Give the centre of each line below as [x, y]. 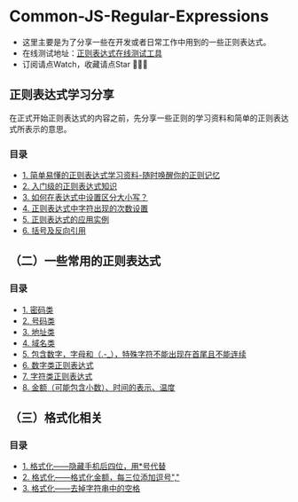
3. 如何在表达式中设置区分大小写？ [85, 198]
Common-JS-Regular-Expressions [139, 16]
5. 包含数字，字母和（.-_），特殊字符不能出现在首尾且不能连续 [134, 354]
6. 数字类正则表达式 [58, 365]
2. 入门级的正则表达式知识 [70, 186]
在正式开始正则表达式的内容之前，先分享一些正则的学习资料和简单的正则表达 [149, 118]
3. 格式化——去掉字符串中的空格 [81, 489]
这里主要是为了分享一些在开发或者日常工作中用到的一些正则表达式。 [146, 42]
